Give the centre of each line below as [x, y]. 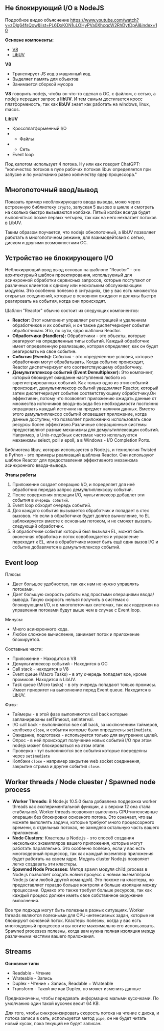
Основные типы [22, 963]
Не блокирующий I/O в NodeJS [55, 8]
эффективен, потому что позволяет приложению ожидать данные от [84, 399]
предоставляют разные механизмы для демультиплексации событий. [85, 430]
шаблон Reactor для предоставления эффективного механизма [71, 460]
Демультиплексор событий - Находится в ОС [60, 664]
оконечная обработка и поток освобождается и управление [75, 537]
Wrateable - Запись [32, 978]
